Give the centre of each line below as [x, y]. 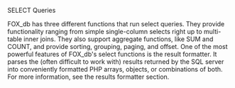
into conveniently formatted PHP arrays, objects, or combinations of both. [115, 69]
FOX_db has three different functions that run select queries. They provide [116, 24]
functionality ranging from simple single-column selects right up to [105, 32]
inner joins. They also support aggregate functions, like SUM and [119, 39]
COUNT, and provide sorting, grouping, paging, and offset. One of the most [118, 46]
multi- [212, 32]
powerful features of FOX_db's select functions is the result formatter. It [112, 54]
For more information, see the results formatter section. [88, 77]
